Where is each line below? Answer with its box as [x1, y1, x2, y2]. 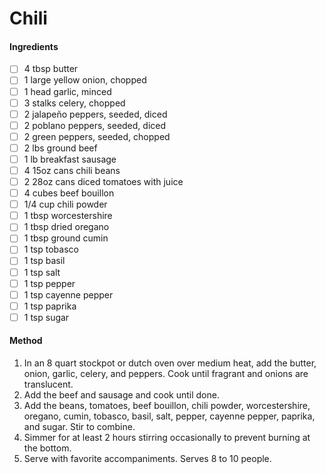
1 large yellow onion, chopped [23, 74, 147, 86]
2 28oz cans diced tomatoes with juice [23, 176, 184, 188]
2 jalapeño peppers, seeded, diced [23, 108, 168, 120]
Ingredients [9, 40, 59, 52]
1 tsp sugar [23, 311, 70, 323]
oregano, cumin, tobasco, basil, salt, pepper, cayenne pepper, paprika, [23, 410, 316, 422]
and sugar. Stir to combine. [23, 421, 136, 433]
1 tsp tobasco [23, 243, 79, 256]
